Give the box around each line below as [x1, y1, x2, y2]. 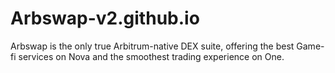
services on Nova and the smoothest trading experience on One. [18, 50, 285, 62]
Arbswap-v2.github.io [10, 7, 200, 30]
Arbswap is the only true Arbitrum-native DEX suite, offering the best [10, 40, 295, 52]
